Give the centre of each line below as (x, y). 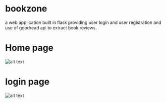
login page (27, 82)
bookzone (26, 9)
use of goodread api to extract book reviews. (51, 27)
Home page (29, 48)
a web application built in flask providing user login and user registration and (83, 22)
